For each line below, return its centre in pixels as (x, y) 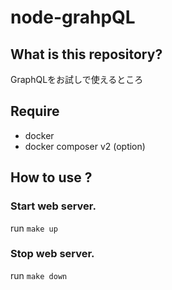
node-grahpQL (73, 17)
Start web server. (53, 206)
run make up (34, 228)
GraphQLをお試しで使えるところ (77, 79)
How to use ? (51, 177)
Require (35, 111)
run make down (39, 275)
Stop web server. (52, 254)
